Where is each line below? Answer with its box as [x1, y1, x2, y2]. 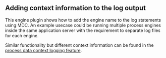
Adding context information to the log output [5, 4, 146, 12]
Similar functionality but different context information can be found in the [5, 42, 154, 48]
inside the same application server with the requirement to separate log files [5, 27, 161, 33]
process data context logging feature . [5, 47, 82, 53]
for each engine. [5, 32, 39, 38]
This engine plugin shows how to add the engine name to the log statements [5, 17, 161, 23]
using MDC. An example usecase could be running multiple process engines [5, 22, 161, 28]
